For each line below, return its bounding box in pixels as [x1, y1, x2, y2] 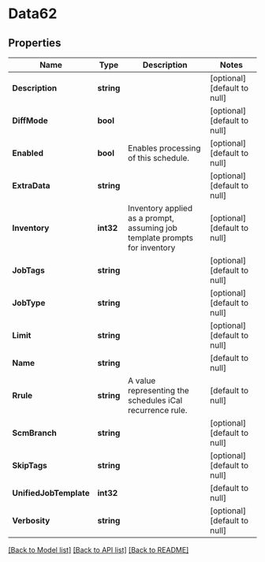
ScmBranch [12, 427, 57, 438]
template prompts [127, 233, 194, 243]
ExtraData [12, 181, 50, 191]
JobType [12, 297, 46, 308]
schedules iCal [127, 395, 183, 406]
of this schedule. [127, 153, 190, 163]
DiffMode [12, 115, 49, 126]
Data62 [8, 5, 58, 23]
